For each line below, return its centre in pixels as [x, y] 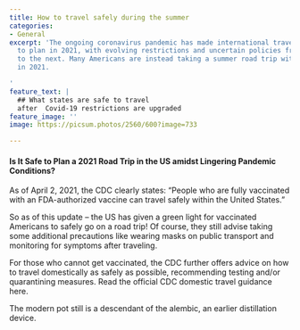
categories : [31, 26]
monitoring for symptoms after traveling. [83, 245]
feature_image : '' [43, 117]
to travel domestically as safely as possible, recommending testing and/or [145, 272]
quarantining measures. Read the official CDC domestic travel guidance [141, 282]
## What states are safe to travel [83, 100]
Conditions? [33, 170]
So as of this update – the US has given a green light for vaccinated [133, 217]
